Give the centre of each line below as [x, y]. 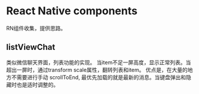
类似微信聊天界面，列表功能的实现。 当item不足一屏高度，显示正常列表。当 [99, 62]
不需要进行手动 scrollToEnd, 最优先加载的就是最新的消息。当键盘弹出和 [99, 77]
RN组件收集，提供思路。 [36, 28]
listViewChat [31, 47]
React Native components [72, 11]
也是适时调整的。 [37, 84]
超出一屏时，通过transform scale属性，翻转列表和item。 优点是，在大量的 [97, 70]
